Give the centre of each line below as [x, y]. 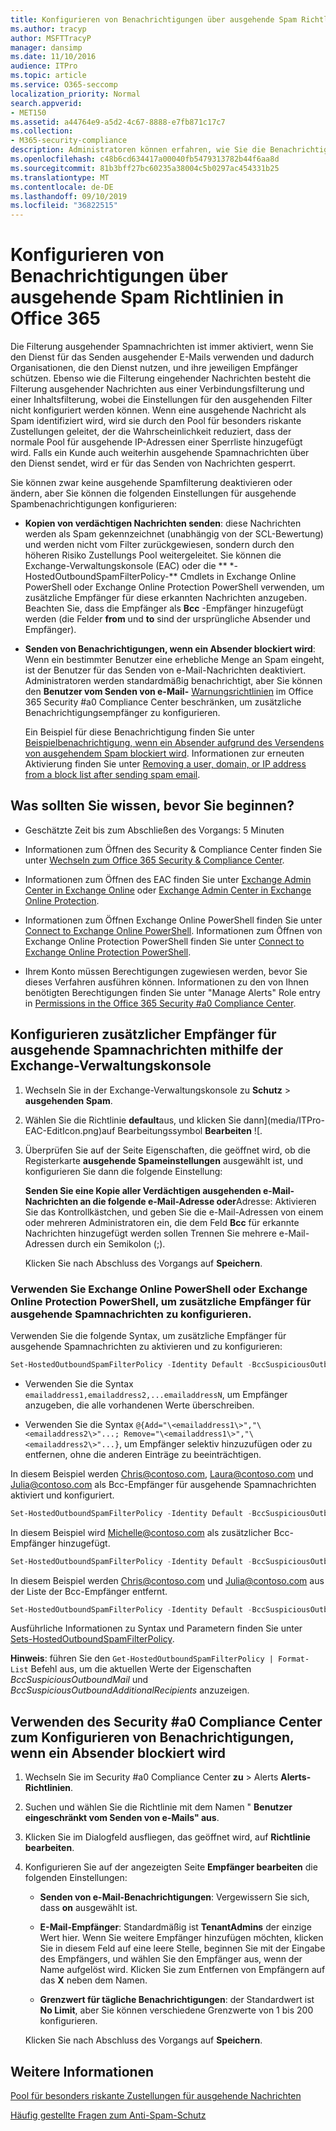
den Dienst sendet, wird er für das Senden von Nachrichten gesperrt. [153, 463]
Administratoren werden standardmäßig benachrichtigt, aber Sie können [173, 681]
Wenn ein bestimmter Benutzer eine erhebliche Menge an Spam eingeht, [174, 660]
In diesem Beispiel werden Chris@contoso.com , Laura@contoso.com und [162, 1473]
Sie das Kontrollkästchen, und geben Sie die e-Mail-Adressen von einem [174, 1212]
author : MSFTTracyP [51, 38]
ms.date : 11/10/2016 [53, 57]
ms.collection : [42, 131]
